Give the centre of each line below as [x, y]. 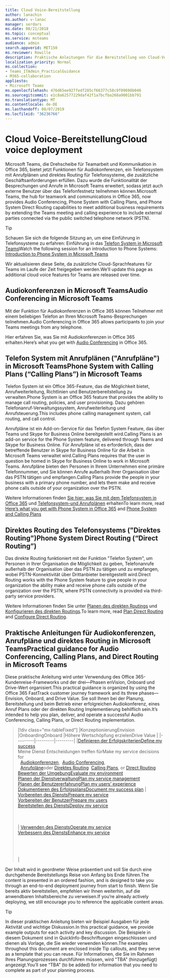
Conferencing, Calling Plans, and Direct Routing [82, 657]
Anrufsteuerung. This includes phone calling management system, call [78, 413]
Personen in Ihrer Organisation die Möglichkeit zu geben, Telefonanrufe [80, 564]
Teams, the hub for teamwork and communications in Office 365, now [78, 196]
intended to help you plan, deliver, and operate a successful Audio [74, 715]
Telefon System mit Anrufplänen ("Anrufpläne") [82, 358]
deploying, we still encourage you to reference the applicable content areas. [85, 902]
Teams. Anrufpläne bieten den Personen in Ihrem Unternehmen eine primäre [85, 466]
